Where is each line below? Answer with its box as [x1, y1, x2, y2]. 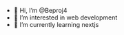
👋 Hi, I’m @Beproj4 [13, 7, 68, 14]
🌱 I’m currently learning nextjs [13, 21, 99, 28]
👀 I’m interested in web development [13, 13, 118, 22]
